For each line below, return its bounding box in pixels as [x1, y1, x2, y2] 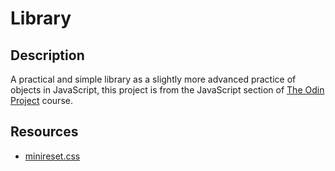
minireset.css [24, 150, 81, 162]
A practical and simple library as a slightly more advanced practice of [10, 73, 297, 85]
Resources [10, 123, 79, 141]
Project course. [10, 95, 73, 106]
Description [10, 47, 85, 64]
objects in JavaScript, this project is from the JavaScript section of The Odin [10, 84, 325, 96]
